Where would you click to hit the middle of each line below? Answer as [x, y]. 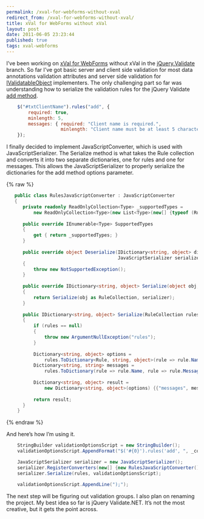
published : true [27, 40]
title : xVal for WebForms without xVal [57, 23]
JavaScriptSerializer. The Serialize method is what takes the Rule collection [100, 154]
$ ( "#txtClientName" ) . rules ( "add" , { [64, 107]
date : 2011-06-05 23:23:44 [40, 35]
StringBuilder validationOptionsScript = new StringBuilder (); [99, 445]
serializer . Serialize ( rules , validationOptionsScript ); [90, 473]
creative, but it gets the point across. [52, 509]
